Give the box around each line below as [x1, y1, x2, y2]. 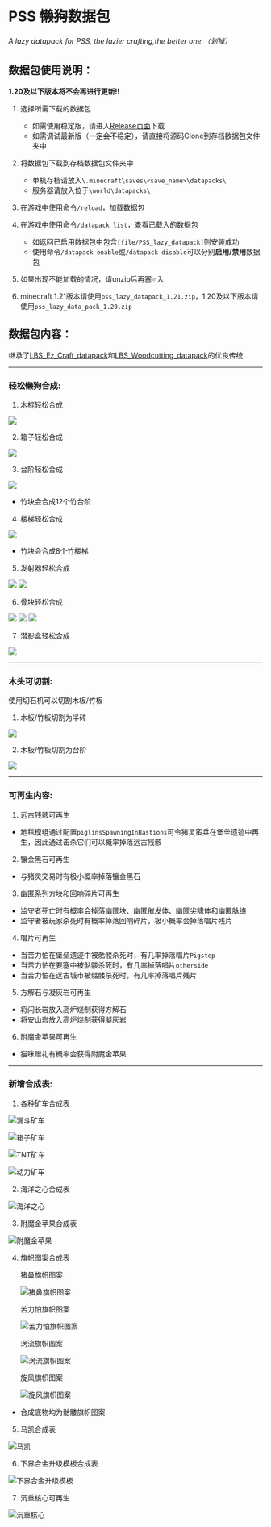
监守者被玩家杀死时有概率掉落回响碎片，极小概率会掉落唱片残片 [19, 915, 232, 925]
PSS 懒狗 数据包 [8, 7, 110, 26]
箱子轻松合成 [19, 432, 63, 441]
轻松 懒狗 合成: [8, 380, 61, 391]
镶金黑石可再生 [19, 854, 70, 864]
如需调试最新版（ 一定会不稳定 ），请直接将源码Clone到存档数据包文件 [31, 131, 261, 140]
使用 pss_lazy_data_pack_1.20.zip [19, 301, 133, 311]
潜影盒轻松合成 [19, 630, 70, 640]
